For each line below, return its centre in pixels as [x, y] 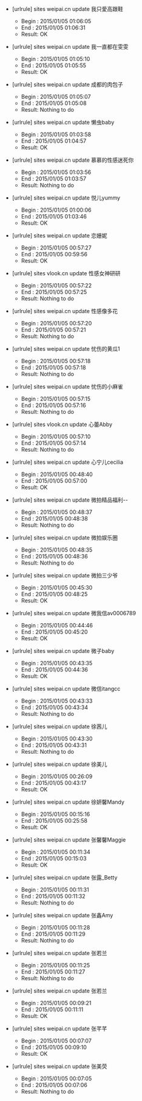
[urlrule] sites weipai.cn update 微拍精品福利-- [70, 500]
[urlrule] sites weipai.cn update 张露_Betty [65, 877]
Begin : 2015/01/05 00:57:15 [56, 399]
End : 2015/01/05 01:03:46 [54, 216]
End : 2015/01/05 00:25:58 [54, 821]
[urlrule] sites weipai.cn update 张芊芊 [59, 1028]
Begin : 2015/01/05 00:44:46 [57, 625]
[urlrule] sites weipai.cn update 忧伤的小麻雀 [67, 387]
